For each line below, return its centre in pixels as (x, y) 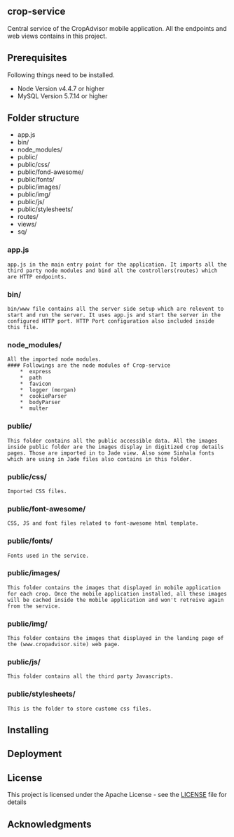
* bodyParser (40, 403)
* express (36, 372)
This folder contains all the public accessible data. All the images (112, 441)
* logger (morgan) (48, 390)
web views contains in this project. (57, 36)
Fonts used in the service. (48, 556)
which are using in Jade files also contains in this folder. (100, 459)
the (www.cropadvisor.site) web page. (64, 645)
